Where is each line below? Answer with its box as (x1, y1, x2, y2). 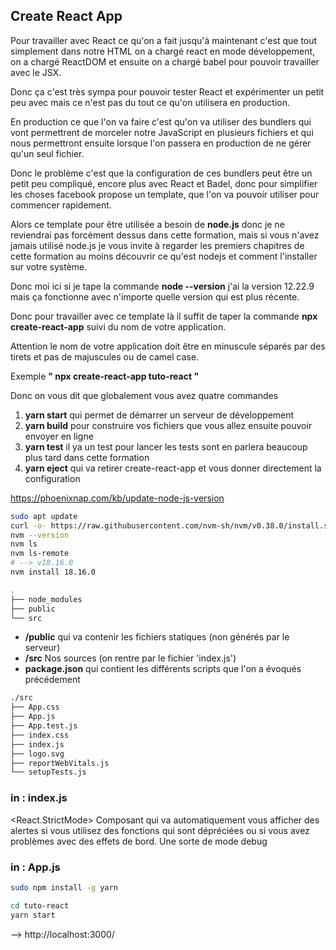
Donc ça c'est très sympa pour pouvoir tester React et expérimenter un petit (10, 85, 325, 98)
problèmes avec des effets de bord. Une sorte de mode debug (10, 835, 268, 847)
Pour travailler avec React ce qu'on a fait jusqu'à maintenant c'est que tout (10, 34, 318, 46)
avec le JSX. (10, 66, 62, 78)
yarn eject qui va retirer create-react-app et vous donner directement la (24, 462, 322, 474)
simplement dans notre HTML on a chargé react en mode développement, (10, 45, 316, 57)
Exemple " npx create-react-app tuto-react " (10, 370, 200, 382)
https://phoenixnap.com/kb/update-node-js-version (10, 492, 225, 504)
